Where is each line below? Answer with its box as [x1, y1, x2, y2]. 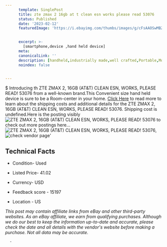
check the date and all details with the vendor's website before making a [5, 224, 155, 230]
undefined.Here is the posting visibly [5, 111, 81, 117]
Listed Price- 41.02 [12, 169, 51, 175]
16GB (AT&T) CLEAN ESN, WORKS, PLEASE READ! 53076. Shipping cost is [5, 106, 158, 112]
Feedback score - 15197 [12, 189, 61, 195]
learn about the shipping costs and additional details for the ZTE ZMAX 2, [5, 101, 156, 107]
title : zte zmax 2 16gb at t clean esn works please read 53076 [18, 12, 155, 17]
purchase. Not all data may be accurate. [5, 229, 88, 235]
